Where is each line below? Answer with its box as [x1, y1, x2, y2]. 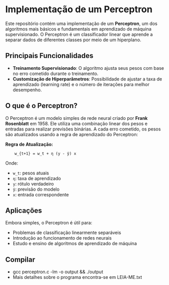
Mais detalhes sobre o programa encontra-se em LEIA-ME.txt [12, 274, 142, 280]
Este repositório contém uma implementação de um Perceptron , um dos [5, 20, 158, 27]
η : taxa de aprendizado [12, 175, 61, 182]
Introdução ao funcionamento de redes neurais [12, 235, 112, 241]
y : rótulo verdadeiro [12, 180, 54, 187]
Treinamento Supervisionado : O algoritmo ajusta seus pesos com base [12, 65, 164, 71]
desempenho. [12, 87, 42, 93]
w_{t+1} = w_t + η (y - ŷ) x [14, 151, 77, 156]
